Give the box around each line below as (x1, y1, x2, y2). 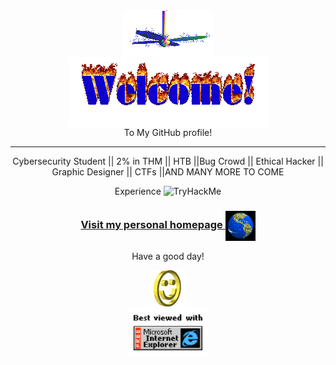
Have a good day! (131, 250, 205, 263)
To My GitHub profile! (123, 127, 213, 138)
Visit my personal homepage (80, 218, 223, 232)
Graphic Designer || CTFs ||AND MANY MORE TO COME (51, 166, 285, 178)
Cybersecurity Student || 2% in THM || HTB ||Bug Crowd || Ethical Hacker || (12, 155, 324, 167)
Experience (114, 185, 162, 197)
